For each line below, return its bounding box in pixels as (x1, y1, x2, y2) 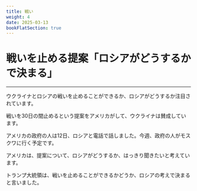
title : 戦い (6, 8, 33, 15)
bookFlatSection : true (6, 25, 62, 31)
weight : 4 (6, 14, 30, 20)
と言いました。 (6, 179, 42, 186)
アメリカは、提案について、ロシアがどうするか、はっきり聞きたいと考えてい (6, 152, 191, 159)
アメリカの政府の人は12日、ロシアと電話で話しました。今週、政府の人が (6, 132, 181, 139)
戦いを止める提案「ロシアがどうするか (6, 52, 192, 65)
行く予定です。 (21, 139, 57, 146)
